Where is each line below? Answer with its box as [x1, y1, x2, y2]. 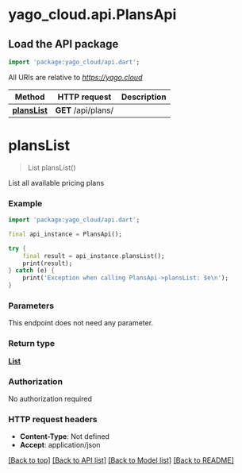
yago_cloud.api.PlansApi [8, 6, 177, 24]
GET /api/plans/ [55, 105, 114, 116]
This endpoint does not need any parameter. [8, 318, 153, 328]
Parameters [8, 300, 54, 311]
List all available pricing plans [8, 178, 105, 187]
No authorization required [8, 394, 93, 403]
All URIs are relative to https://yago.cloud [8, 72, 143, 82]
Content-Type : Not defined [19, 432, 109, 441]
